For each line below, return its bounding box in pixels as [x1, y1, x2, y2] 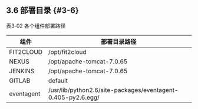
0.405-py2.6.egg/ [48, 93, 100, 101]
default [48, 76, 68, 84]
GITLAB [9, 76, 31, 84]
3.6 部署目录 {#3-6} [6, 5, 80, 16]
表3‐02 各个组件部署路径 [6, 22, 66, 29]
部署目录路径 [101, 38, 137, 46]
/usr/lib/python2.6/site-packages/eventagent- [48, 86, 179, 94]
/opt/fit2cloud [48, 47, 87, 56]
